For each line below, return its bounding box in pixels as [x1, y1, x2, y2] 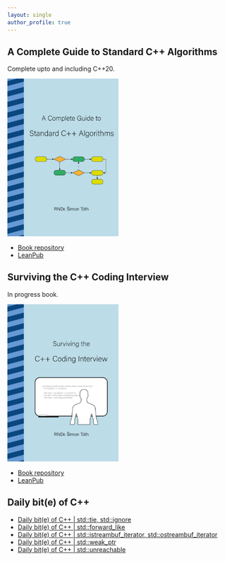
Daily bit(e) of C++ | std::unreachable [17, 545, 126, 554]
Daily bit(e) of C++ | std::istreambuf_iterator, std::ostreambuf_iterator [17, 530, 218, 538]
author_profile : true [7, 18, 71, 26]
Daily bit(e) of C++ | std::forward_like [17, 523, 126, 531]
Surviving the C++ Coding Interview [7, 271, 169, 283]
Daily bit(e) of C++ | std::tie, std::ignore [17, 515, 132, 524]
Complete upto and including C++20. [7, 64, 115, 73]
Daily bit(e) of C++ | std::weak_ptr [17, 538, 116, 546]
